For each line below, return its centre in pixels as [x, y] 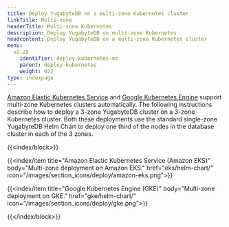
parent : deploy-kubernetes [58, 65]
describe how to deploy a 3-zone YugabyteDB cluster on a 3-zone [101, 112]
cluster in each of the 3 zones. [50, 134]
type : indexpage [30, 78]
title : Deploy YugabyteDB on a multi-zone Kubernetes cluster [98, 13]
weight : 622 [36, 71]
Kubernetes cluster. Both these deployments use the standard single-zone [112, 119]
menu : [15, 46]
